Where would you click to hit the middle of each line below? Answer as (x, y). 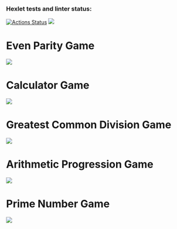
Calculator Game (48, 85)
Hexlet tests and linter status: (49, 9)
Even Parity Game (50, 46)
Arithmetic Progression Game (80, 164)
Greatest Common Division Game (89, 125)
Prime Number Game (58, 204)
